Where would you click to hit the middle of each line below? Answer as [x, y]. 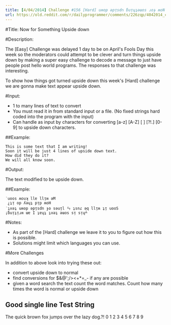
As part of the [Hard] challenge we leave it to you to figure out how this [87, 232]
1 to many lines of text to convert [47, 105]
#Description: [20, 39]
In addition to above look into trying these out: [53, 262]
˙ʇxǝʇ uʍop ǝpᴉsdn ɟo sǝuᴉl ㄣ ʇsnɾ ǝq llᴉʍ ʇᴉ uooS [62, 208]
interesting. [17, 71]
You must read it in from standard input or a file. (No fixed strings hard [86, 111]
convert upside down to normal [46, 273]
